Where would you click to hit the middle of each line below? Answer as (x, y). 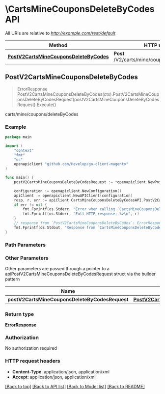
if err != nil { (31, 205)
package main (18, 137)
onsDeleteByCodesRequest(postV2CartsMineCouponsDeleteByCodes (88, 99)
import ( (14, 146)
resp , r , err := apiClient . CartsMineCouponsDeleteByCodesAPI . (79, 200)
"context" (24, 150)
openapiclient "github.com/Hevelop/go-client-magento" (71, 164)
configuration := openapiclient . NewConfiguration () (68, 191)
